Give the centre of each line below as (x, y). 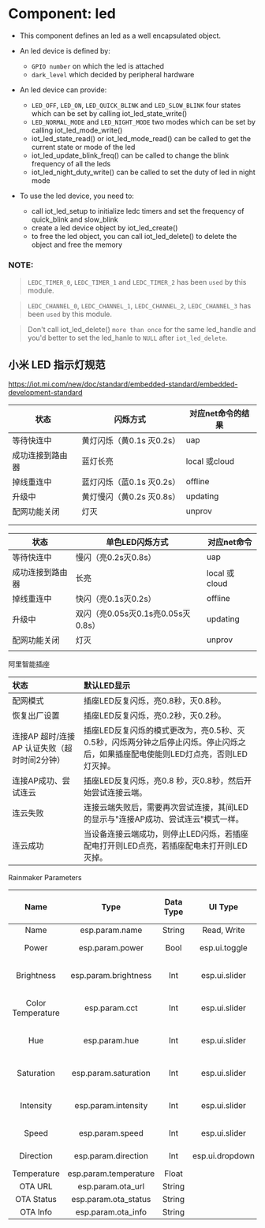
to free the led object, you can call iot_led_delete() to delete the (134, 236)
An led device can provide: (63, 90)
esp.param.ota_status (111, 1200)
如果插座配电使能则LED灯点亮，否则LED (174, 754)
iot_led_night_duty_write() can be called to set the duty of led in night (144, 172)
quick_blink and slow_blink (75, 219)
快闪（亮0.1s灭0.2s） (116, 599)
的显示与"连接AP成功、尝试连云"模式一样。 (164, 819)
